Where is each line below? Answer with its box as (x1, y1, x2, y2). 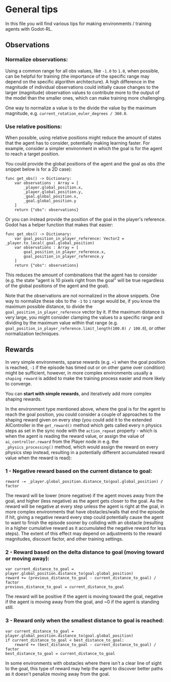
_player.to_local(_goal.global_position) (5, 240, 95, 246)
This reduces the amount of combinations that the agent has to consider (5, 272, 157, 278)
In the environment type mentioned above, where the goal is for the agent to (5, 406, 166, 412)
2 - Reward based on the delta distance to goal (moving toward (5, 548, 164, 555)
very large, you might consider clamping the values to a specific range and (5, 314, 163, 320)
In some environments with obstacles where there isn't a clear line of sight (5, 660, 162, 666)
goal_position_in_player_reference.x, (23, 249, 106, 254)
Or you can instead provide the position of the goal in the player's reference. (5, 216, 166, 222)
